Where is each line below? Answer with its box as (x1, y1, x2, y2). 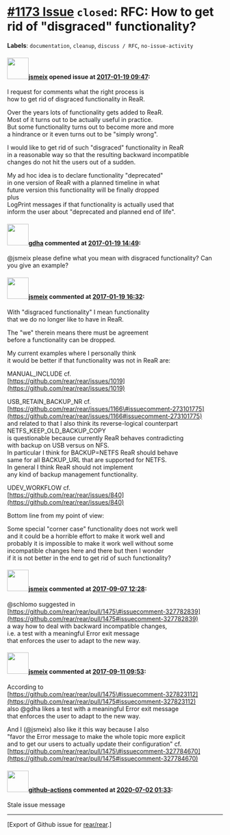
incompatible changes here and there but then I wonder (7, 546, 164, 555)
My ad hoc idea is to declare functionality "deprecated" (7, 171, 164, 180)
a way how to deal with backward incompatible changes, (7, 622, 168, 630)
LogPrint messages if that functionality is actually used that (7, 200, 175, 209)
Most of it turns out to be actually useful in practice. (7, 116, 153, 124)
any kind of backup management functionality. (7, 470, 138, 479)
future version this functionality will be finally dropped (7, 186, 159, 194)
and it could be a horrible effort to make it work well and (7, 532, 166, 540)
